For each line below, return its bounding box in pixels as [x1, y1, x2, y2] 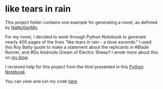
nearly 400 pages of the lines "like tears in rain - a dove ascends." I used [5, 39, 152, 44]
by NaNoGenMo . [5, 24, 39, 30]
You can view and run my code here [5, 78, 78, 84]
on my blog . [5, 54, 29, 60]
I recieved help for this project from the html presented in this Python [5, 64, 144, 70]
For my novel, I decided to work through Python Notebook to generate [5, 34, 146, 40]
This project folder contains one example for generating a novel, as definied [5, 19, 158, 25]
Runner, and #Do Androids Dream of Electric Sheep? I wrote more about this [5, 49, 159, 55]
